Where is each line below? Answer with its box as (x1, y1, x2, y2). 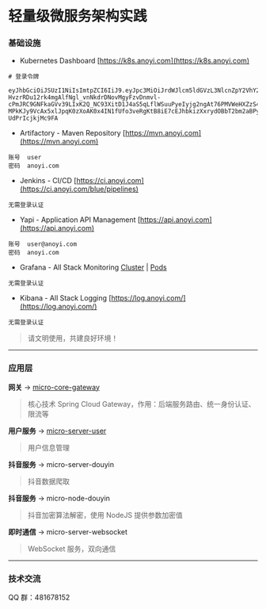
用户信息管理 (27, 442, 70, 452)
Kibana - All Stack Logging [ (19, 293, 112, 303)
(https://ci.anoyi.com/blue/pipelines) (19, 184, 139, 194)
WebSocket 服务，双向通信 (27, 544, 116, 553)
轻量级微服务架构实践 (8, 7, 148, 25)
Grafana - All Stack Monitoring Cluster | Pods (19, 262, 168, 272)
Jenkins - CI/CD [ (19, 176, 77, 186)
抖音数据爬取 (27, 477, 70, 486)
